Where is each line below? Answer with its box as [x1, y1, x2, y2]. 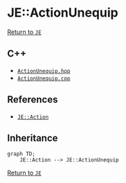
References [7, 94, 58, 105]
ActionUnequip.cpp [17, 75, 71, 82]
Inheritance [7, 132, 58, 143]
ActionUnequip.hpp [17, 67, 71, 74]
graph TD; [7, 150, 36, 157]
